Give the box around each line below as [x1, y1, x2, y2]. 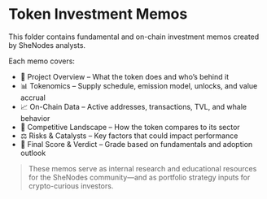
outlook [20, 148, 46, 158]
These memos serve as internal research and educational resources [28, 163, 257, 173]
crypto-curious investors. [28, 180, 114, 191]
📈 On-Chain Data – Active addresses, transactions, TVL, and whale [20, 102, 247, 111]
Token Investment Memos [8, 5, 188, 24]
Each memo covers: [8, 56, 76, 66]
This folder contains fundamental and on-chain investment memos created [8, 32, 260, 41]
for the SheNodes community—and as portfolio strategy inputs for [28, 172, 251, 182]
